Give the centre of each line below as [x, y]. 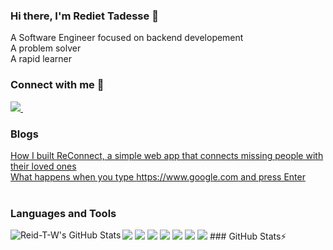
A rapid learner [41, 59]
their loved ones [43, 166]
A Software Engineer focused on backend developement [127, 38]
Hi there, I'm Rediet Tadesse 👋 [84, 16]
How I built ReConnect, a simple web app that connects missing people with [167, 155]
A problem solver [46, 48]
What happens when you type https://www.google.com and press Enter [158, 176]
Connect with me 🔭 [57, 85]
